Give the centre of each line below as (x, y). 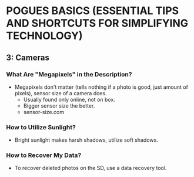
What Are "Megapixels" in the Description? (69, 74)
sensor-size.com (44, 112)
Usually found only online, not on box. (69, 99)
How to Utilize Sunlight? (41, 127)
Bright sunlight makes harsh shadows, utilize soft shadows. (86, 140)
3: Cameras (28, 57)
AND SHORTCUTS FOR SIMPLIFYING (97, 23)
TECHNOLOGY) (45, 36)
